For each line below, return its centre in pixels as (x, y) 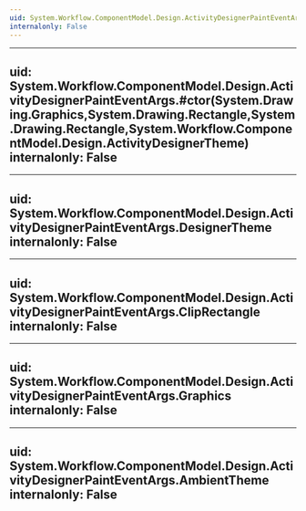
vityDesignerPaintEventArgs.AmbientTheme (139, 480)
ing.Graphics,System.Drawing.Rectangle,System (153, 115)
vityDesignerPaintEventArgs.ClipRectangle (135, 312)
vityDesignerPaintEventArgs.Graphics (121, 396)
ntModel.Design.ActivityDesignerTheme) (129, 143)
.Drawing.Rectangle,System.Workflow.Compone (151, 129)
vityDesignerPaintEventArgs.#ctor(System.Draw (152, 100)
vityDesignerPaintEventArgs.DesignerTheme (141, 228)
